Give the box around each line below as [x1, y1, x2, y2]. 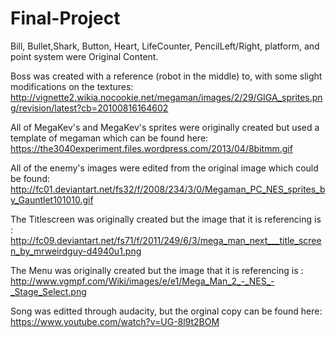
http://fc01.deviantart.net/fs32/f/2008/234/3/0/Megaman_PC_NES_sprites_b [10, 183, 326, 195]
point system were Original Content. [10, 50, 159, 62]
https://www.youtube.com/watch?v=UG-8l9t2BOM [10, 315, 220, 327]
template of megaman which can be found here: [10, 132, 209, 144]
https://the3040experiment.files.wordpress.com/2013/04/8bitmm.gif [10, 142, 293, 154]
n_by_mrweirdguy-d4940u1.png [10, 245, 142, 257]
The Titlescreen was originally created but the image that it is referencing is [10, 213, 322, 225]
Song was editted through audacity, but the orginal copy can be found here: [10, 305, 323, 317]
